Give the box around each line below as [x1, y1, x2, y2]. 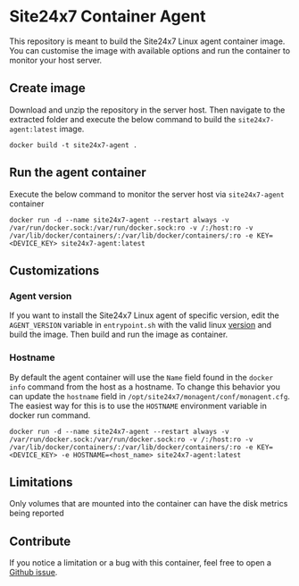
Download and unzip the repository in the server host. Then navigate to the [9, 105, 286, 115]
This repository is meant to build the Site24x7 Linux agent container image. [9, 36, 286, 46]
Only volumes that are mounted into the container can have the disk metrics [9, 498, 288, 509]
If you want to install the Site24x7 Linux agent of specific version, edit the [9, 310, 279, 321]
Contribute [9, 533, 71, 548]
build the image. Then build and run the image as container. [9, 329, 228, 340]
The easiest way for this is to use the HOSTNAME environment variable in [9, 400, 268, 411]
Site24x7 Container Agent [9, 6, 206, 27]
